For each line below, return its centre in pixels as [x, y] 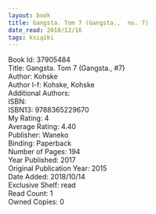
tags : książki [31, 37]
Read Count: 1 [31, 194]
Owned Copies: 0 [36, 202]
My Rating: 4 [29, 118]
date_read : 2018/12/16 [45, 30]
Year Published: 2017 [42, 160]
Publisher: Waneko [38, 135]
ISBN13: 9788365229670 [49, 110]
